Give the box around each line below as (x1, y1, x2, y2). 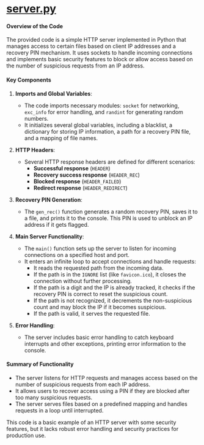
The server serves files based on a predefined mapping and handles (15, 400, 188, 408)
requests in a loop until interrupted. (15, 406, 104, 414)
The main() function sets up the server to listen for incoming (24, 245, 176, 252)
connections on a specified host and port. (24, 251, 130, 259)
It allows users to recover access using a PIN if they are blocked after (15, 387, 190, 394)
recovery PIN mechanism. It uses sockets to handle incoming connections (6, 49, 193, 56)
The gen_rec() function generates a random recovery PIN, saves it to (24, 208, 198, 215)
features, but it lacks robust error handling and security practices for (6, 425, 179, 432)
